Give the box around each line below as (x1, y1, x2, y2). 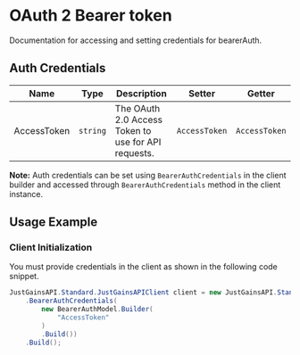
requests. (114, 146, 154, 159)
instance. (9, 188, 44, 199)
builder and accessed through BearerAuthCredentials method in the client (9, 179, 281, 190)
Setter (188, 87, 216, 99)
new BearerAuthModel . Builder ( (41, 305, 154, 314)
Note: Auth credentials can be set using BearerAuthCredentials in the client (9, 169, 287, 180)
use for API (114, 136, 162, 148)
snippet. (9, 271, 39, 282)
